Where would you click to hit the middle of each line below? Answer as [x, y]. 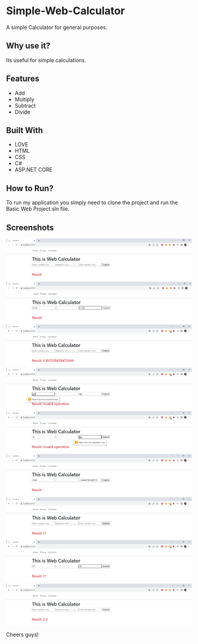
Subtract [25, 105]
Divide [22, 112]
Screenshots [30, 227]
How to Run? [30, 188]
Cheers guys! [22, 635]
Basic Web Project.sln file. [38, 209]
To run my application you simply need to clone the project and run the [92, 203]
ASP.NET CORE [34, 170]
